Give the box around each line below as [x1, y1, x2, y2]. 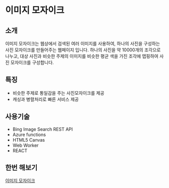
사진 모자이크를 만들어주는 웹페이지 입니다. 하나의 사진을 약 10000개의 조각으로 [5, 47, 161, 53]
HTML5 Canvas [12, 137, 45, 143]
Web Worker [12, 142, 39, 148]
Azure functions [12, 132, 46, 138]
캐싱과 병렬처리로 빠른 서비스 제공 [12, 96, 79, 102]
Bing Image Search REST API [12, 126, 73, 132]
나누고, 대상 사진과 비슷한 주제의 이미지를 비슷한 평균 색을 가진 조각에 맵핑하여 [5, 53, 159, 59]
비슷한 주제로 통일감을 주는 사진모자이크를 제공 [12, 90, 104, 96]
